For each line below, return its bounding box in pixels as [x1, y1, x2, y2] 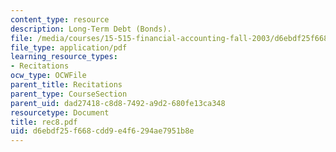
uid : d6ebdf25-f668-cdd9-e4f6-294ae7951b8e [10, 126, 195, 136]
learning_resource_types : [10, 52, 118, 62]
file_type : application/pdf [10, 42, 128, 53]
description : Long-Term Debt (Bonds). [10, 24, 172, 34]
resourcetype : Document [10, 107, 110, 118]
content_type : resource [10, 14, 110, 25]
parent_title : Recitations [10, 80, 123, 90]
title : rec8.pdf [10, 117, 78, 127]
